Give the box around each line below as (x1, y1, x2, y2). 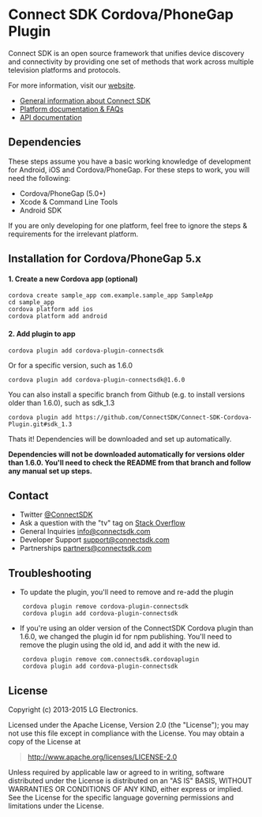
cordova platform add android (8, 312, 108, 321)
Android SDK (19, 205, 62, 215)
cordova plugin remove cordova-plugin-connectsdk (22, 603, 189, 611)
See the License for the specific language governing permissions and (8, 793, 234, 802)
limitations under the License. (8, 800, 104, 811)
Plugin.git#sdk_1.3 (8, 420, 73, 428)
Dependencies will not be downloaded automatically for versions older (8, 449, 245, 459)
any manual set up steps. (8, 466, 92, 476)
